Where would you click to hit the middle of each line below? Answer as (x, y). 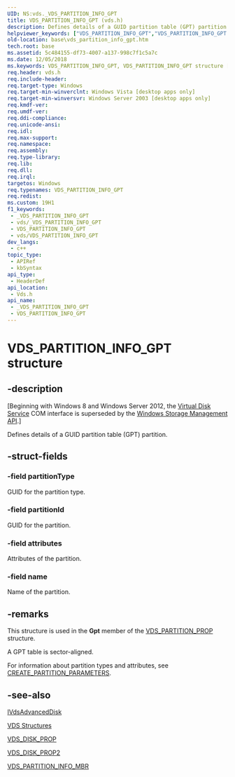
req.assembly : (28, 151)
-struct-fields (37, 457)
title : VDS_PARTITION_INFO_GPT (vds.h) (65, 20)
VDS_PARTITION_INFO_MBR (48, 766)
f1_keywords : (26, 210)
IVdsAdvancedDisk (35, 712)
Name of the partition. (39, 592)
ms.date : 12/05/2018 (37, 60)
